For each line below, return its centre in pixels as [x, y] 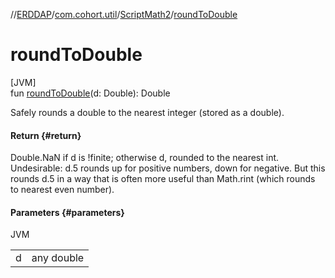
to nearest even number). [62, 190]
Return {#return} [46, 135]
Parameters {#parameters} [67, 212]
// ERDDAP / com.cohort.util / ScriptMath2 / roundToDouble [124, 14]
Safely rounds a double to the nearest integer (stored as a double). [147, 112]
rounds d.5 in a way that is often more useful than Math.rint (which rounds [163, 179]
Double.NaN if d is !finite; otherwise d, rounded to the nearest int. [145, 158]
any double [58, 258]
